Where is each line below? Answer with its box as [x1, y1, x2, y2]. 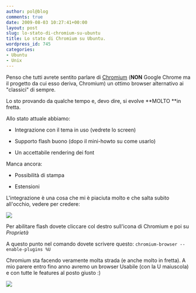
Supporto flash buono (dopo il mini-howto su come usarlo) [14, 137, 156, 144]
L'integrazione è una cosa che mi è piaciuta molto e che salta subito [6, 194, 170, 201]
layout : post [6, 25, 38, 31]
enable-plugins [6, 246, 43, 252]
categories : [6, 47, 35, 53]
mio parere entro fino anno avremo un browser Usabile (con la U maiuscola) [6, 263, 189, 270]
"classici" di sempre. [6, 86, 56, 93]
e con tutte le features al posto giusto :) [6, 269, 101, 276]
